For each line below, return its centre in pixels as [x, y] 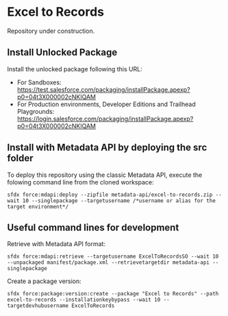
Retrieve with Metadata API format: [56, 244]
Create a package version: [45, 281]
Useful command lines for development [93, 227]
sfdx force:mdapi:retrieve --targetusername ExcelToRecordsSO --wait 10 [113, 257]
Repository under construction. [51, 31]
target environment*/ [38, 206]
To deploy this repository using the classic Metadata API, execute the [105, 175]
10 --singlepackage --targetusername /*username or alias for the [119, 200]
